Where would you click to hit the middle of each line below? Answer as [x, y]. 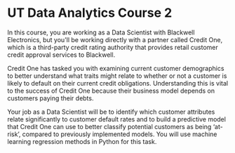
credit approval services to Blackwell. [61, 55]
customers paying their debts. [51, 98]
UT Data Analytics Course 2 [90, 13]
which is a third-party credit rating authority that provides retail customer [113, 47]
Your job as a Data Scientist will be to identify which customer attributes [111, 112]
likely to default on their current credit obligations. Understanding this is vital [118, 83]
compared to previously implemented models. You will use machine [120, 134]
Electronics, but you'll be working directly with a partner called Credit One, [115, 39]
